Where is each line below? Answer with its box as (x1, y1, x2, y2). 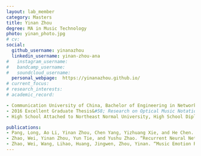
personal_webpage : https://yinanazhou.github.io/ (11, 75, 141, 81)
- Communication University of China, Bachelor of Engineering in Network (6, 102, 197, 108)
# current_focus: (6, 81, 50, 87)
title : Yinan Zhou (6, 20, 52, 26)
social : (6, 42, 26, 48)
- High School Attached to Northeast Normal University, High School (6, 114, 184, 120)
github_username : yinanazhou (11, 48, 84, 54)
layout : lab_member (6, 8, 55, 15)
